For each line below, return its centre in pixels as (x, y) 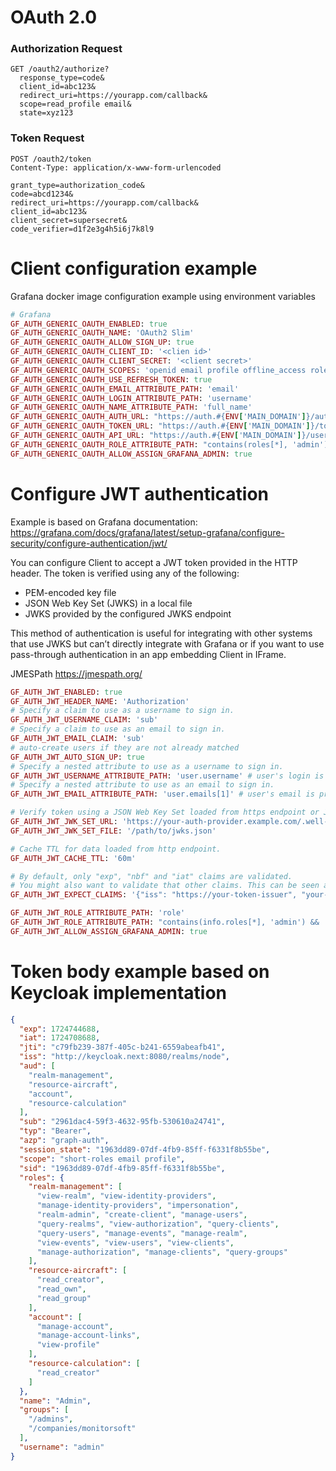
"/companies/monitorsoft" (82, 1429)
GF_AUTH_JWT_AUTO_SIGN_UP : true (77, 757)
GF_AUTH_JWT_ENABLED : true (66, 692)
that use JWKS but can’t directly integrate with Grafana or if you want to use (167, 643)
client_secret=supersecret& (69, 220)
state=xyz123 (46, 113)
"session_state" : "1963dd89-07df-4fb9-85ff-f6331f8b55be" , (145, 1149)
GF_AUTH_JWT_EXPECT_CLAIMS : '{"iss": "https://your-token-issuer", (154, 895)
